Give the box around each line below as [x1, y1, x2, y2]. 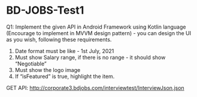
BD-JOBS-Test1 [6, 4, 84, 17]
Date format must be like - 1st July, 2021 [14, 47, 114, 54]
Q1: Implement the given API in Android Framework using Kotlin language [6, 23, 186, 30]
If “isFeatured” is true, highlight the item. [14, 73, 115, 80]
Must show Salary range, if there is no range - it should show [14, 54, 166, 61]
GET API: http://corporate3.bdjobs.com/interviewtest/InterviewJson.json [6, 84, 184, 91]
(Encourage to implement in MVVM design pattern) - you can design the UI [6, 29, 192, 36]
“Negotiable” [14, 60, 47, 67]
